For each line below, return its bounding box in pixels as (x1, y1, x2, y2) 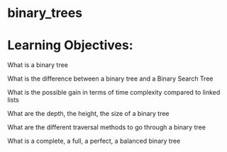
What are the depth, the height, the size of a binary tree (7, 110, 170, 118)
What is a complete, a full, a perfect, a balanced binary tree (7, 136, 181, 146)
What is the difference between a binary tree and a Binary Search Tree (7, 74, 214, 83)
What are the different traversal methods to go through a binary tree (7, 123, 206, 131)
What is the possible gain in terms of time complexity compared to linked (7, 88, 221, 97)
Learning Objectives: (7, 37, 133, 54)
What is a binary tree (7, 61, 69, 69)
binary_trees (7, 5, 83, 21)
